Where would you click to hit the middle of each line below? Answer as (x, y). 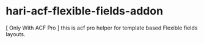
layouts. (16, 34)
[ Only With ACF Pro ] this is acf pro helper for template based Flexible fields (102, 28)
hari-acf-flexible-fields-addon (84, 11)
